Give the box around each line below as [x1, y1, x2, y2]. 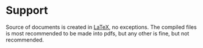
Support [5, 4, 48, 17]
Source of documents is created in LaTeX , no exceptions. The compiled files [5, 23, 197, 31]
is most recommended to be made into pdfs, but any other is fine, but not [5, 29, 190, 37]
